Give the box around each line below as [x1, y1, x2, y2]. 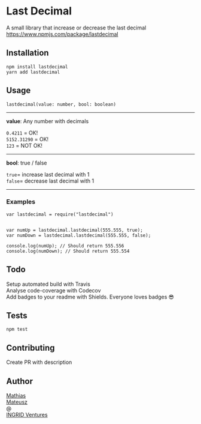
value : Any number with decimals [6, 117, 89, 124]
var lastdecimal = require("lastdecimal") [6, 211, 114, 217]
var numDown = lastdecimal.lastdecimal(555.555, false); [6, 232, 151, 238]
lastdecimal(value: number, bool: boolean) [6, 101, 117, 108]
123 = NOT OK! [6, 142, 43, 149]
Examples [6, 198, 36, 206]
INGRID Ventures [6, 411, 48, 419]
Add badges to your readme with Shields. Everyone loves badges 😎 [6, 293, 175, 300]
